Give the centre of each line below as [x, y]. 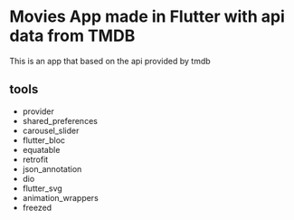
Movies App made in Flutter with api [147, 17]
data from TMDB [72, 36]
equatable [41, 149]
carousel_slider [51, 130]
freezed [37, 207]
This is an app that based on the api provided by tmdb [110, 61]
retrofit [35, 159]
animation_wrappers [61, 197]
